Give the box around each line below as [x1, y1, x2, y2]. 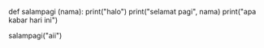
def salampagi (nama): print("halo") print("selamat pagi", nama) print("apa [8, 7, 257, 16]
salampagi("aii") [8, 31, 63, 40]
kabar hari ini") [8, 15, 58, 25]
